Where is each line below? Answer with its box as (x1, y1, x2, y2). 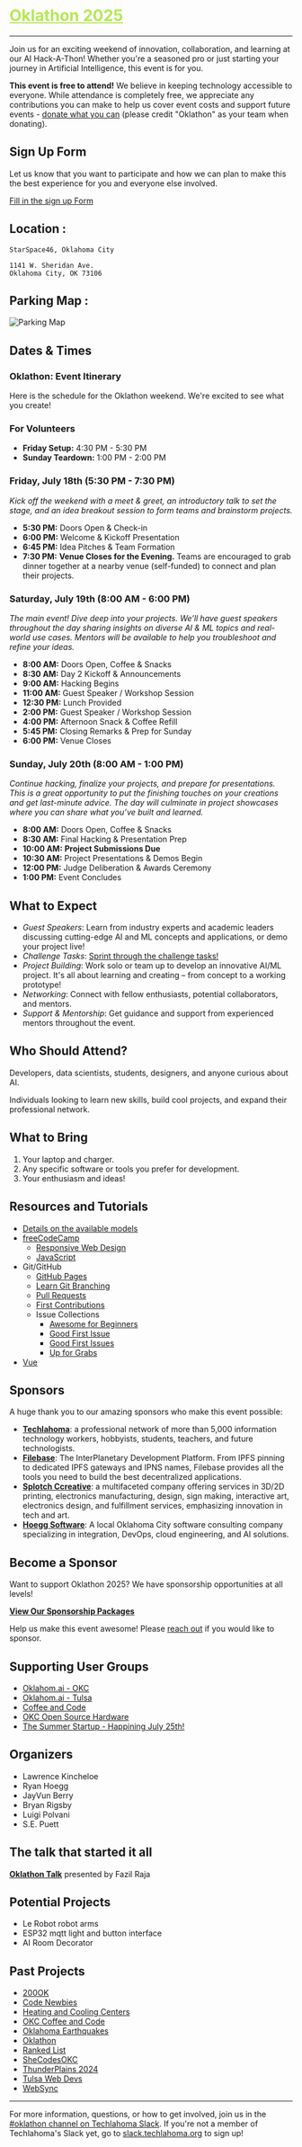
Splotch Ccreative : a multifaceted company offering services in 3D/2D (22, 1481, 285, 1492)
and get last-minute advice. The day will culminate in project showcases (9, 797, 279, 808)
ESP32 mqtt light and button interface (22, 1928, 163, 1938)
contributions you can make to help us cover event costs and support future (9, 99, 291, 110)
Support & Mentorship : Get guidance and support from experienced (22, 1008, 274, 1019)
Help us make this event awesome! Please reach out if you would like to (9, 1624, 275, 1635)
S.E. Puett (22, 1818, 59, 1830)
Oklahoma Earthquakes (22, 2026, 110, 2036)
